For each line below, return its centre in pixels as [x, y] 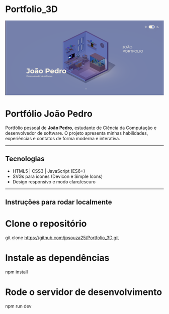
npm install [17, 272]
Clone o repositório [46, 224]
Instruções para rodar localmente [59, 202]
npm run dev [18, 306]
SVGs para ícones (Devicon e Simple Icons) [58, 176]
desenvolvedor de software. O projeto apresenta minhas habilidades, [77, 133]
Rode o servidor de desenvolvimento [84, 292]
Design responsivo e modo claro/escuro [54, 181]
